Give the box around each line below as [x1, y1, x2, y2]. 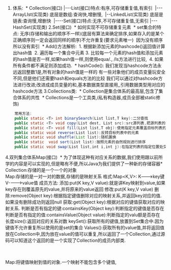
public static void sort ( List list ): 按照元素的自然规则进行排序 [14, 140, 146, 145]
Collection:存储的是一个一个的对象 [5, 167, 77, 173]
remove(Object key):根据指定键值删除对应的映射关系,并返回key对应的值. [11, 193, 162, 198]
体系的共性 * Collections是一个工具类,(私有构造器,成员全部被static [17, 95, 156, 100]
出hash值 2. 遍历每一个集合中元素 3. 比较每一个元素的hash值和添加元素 [12, 50, 164, 56]
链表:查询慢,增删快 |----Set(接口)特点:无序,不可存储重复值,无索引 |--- [12, 18, 158, 24]
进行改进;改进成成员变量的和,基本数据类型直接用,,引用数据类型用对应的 [17, 82, 165, 87]
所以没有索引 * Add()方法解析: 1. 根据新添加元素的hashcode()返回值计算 [12, 43, 165, 49]
